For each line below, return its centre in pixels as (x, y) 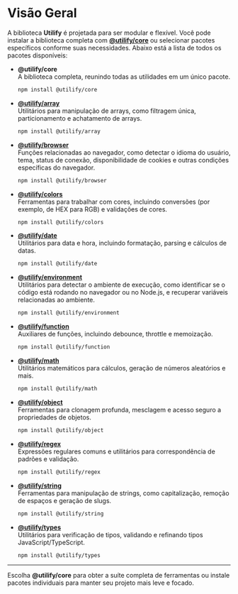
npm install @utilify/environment (68, 313)
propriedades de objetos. (55, 417)
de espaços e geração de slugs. (64, 500)
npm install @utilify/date (57, 264)
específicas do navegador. (56, 167)
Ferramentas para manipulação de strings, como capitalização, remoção (123, 493)
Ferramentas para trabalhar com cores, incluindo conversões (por (114, 202)
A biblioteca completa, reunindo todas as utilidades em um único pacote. (124, 77)
